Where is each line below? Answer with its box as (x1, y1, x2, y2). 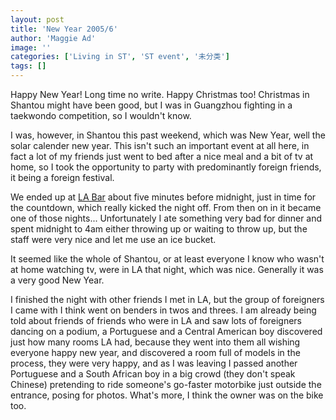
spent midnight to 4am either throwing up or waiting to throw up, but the (10, 223, 308, 235)
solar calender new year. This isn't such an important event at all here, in (10, 140, 310, 151)
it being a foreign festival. (10, 172, 115, 183)
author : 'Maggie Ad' (10, 33, 97, 43)
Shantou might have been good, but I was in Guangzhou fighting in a (10, 99, 293, 111)
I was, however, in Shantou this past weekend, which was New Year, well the (10, 129, 326, 141)
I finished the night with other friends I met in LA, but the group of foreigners (10, 294, 325, 305)
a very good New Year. (10, 274, 105, 286)
